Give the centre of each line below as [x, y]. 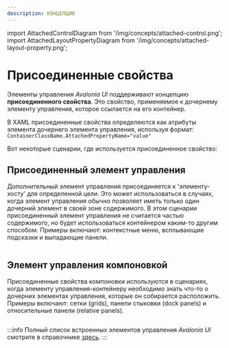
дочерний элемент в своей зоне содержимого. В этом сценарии [102, 208]
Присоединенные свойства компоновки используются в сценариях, [108, 282]
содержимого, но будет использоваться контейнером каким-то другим [112, 223]
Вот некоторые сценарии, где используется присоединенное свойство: [112, 149]
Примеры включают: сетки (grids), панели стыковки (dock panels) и [107, 303]
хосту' [16, 194]
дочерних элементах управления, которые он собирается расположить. [114, 296]
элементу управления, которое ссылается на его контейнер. [97, 109]
